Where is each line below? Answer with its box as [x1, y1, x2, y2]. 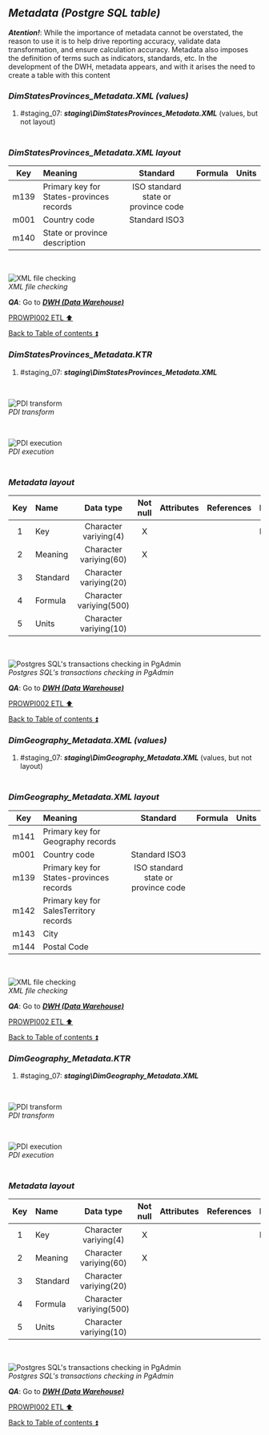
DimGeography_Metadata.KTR [8, 1053, 130, 1064]
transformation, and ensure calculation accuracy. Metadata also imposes [8, 44, 249, 55]
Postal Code [42, 941, 90, 952]
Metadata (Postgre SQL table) [8, 6, 161, 20]
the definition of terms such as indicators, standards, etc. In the [8, 53, 218, 63]
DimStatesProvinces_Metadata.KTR [8, 349, 153, 360]
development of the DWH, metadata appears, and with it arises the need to [8, 62, 255, 71]
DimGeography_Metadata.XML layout [8, 791, 160, 802]
